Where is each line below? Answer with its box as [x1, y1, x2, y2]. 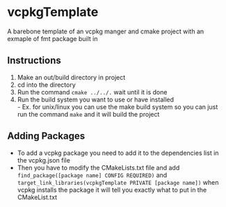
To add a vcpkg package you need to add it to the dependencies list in [17, 149, 219, 157]
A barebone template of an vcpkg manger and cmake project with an [7, 27, 204, 35]
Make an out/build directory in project [17, 73, 126, 81]
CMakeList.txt [17, 192, 58, 201]
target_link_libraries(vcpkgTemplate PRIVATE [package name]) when [17, 178, 219, 186]
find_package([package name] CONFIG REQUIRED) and [17, 171, 168, 179]
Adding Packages [7, 130, 86, 142]
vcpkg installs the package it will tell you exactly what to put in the [17, 185, 207, 194]
